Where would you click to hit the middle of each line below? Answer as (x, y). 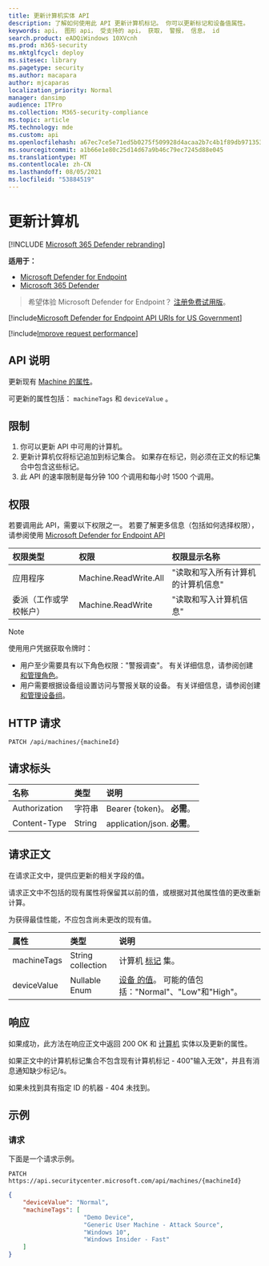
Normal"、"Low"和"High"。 (191, 991)
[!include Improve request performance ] (73, 333)
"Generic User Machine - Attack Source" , (154, 1225)
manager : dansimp (37, 98)
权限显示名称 (196, 557)
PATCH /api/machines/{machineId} (64, 742)
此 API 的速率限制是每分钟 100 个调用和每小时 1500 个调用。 (119, 476)
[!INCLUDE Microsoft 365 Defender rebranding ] (87, 244)
